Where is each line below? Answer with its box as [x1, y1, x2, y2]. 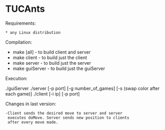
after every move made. [7, 119, 58, 125]
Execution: [5, 75, 28, 81]
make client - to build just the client [12, 54, 87, 61]
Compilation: [5, 39, 32, 45]
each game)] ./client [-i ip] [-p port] [5, 90, 80, 97]
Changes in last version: [5, 101, 56, 107]
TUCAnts [5, 3, 45, 15]
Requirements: [5, 20, 36, 26]
